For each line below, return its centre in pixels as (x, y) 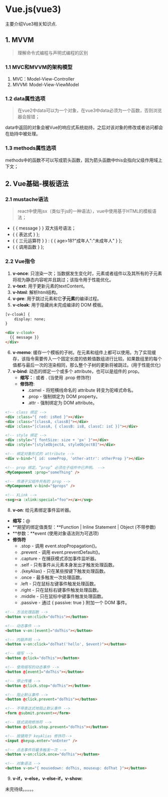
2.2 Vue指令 (20, 261)
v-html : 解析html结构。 (36, 292)
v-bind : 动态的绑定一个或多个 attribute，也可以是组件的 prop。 (77, 371)
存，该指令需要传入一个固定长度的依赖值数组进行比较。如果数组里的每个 (87, 358)
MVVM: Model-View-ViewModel (46, 85)
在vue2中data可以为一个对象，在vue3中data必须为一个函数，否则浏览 (90, 111)
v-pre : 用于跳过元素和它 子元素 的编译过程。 (57, 299)
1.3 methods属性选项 (31, 148)
